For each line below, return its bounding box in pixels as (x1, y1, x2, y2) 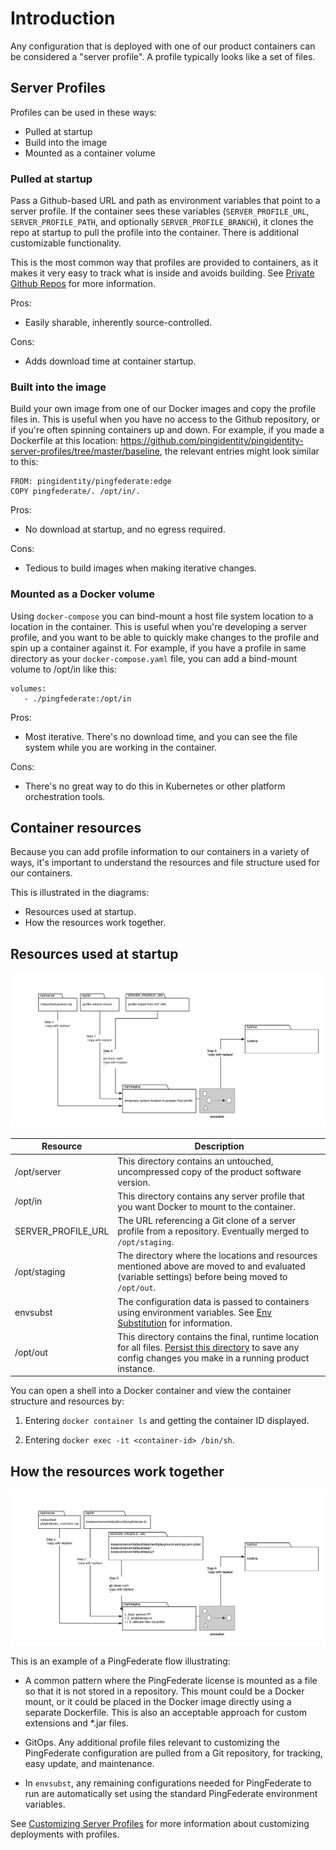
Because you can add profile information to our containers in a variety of (10, 846, 310, 858)
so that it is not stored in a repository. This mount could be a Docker (24, 1685, 305, 1697)
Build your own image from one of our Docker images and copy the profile (10, 403, 317, 415)
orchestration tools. (24, 790, 106, 802)
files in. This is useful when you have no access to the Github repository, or (10, 413, 321, 426)
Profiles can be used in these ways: (10, 106, 157, 118)
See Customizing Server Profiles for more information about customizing (10, 1817, 310, 1829)
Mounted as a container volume (24, 147, 156, 159)
